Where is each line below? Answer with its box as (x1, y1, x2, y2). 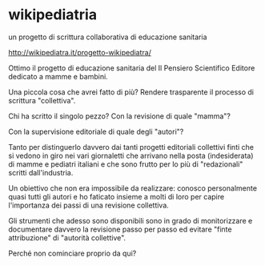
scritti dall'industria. (8, 167, 74, 177)
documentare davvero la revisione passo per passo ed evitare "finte (8, 224, 232, 234)
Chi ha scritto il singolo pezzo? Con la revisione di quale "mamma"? (8, 111, 231, 121)
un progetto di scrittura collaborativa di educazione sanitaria (8, 32, 207, 42)
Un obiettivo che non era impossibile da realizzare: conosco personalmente (8, 183, 258, 193)
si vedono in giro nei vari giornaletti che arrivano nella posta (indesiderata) (8, 151, 254, 160)
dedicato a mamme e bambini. (8, 71, 108, 81)
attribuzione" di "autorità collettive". (8, 232, 126, 242)
